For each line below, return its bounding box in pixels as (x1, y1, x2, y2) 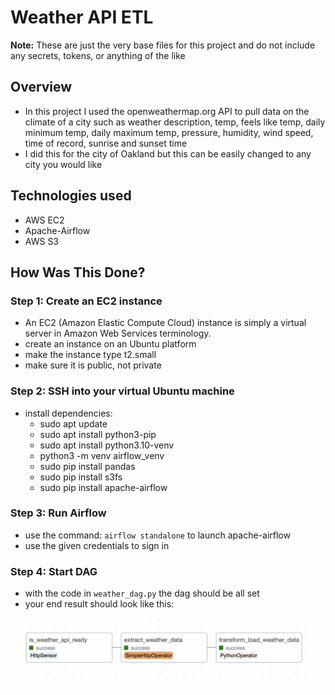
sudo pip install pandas (39, 460, 136, 472)
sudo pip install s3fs (39, 471, 123, 483)
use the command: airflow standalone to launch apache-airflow (24, 529, 291, 541)
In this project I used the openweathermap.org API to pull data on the (24, 105, 310, 117)
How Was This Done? (10, 264, 146, 281)
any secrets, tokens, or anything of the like (10, 49, 186, 61)
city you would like (24, 158, 103, 170)
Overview (10, 79, 73, 96)
